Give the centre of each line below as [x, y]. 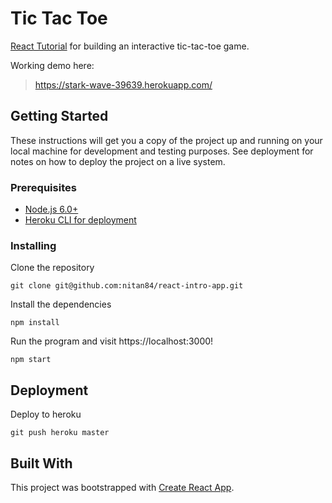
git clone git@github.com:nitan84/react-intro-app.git [127, 286]
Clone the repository [52, 268]
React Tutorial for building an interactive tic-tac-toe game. [130, 46]
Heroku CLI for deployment [80, 220]
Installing [33, 245]
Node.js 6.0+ [51, 209]
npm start [31, 360]
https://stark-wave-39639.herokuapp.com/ [123, 84]
